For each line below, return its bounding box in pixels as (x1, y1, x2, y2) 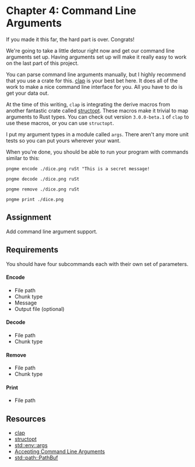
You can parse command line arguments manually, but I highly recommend (6, 71, 186, 78)
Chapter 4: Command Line (6, 4, 137, 18)
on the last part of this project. (6, 60, 79, 67)
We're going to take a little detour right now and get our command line (6, 47, 175, 54)
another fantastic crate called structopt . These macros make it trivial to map (6, 107, 189, 114)
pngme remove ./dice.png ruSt (6, 186, 80, 192)
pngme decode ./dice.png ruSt (6, 176, 80, 182)
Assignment (6, 212, 51, 223)
